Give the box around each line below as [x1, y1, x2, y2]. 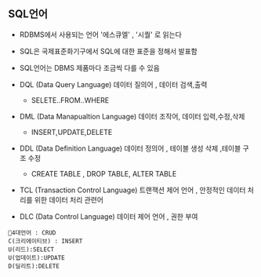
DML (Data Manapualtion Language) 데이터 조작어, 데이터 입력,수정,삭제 [19, 111, 245, 121]
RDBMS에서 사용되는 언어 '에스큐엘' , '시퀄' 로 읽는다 [19, 30, 182, 39]
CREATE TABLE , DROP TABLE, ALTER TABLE [31, 169, 177, 178]
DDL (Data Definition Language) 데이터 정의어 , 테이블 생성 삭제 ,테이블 [19, 144, 241, 153]
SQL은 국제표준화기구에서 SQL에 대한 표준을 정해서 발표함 [19, 46, 198, 56]
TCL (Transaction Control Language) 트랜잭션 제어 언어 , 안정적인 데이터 [19, 185, 246, 195]
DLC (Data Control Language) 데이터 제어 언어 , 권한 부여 [19, 211, 198, 221]
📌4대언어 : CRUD [8, 228, 56, 237]
